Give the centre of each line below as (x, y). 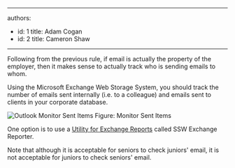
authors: (19, 18)
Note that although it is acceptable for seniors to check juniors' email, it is (113, 150)
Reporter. (21, 136)
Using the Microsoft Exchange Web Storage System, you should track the (113, 87)
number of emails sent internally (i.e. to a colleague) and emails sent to (109, 94)
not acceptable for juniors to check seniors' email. (79, 157)
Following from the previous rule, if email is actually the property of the (109, 59)
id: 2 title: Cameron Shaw (54, 39)
